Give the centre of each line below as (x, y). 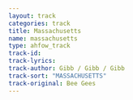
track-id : (25, 53)
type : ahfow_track (39, 46)
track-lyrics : (32, 61)
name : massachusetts (43, 38)
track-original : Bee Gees (52, 83)
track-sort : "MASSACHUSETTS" (58, 76)
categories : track (39, 23)
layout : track (32, 16)
